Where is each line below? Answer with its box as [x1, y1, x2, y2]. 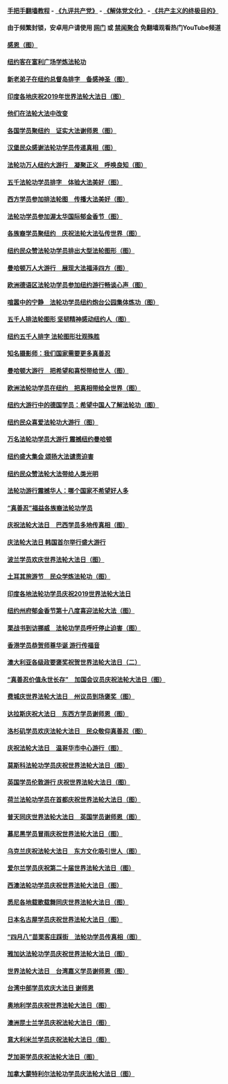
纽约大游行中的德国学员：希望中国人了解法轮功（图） [7, 401, 159, 409]
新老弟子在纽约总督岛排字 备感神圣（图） [7, 75, 129, 83]
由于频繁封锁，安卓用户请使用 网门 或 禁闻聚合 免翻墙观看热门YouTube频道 [7, 24, 221, 32]
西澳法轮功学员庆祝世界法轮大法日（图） [7, 881, 123, 889]
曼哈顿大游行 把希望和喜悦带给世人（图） [7, 367, 129, 375]
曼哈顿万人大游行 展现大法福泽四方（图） [7, 263, 129, 272]
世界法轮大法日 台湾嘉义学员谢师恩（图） [7, 967, 129, 975]
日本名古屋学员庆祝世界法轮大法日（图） [7, 916, 123, 924]
